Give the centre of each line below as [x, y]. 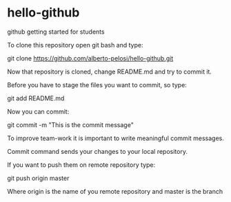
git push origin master [38, 178]
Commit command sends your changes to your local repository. [98, 151]
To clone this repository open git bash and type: [75, 45]
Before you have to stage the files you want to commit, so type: [97, 85]
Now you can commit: [38, 111]
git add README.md [36, 98]
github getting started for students [56, 32]
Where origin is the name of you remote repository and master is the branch [115, 191]
